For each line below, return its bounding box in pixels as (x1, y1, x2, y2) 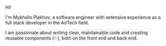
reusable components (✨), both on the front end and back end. (5, 35, 138, 41)
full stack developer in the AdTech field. (5, 20, 89, 26)
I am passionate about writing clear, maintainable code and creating (5, 30, 148, 35)
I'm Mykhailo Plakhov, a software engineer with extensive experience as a (5, 14, 161, 20)
